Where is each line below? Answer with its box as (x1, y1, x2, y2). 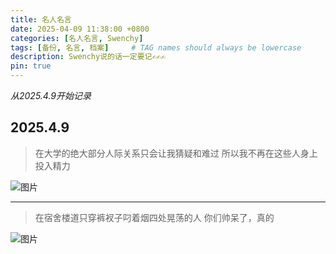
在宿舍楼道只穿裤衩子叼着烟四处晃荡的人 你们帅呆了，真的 (34, 211, 275, 223)
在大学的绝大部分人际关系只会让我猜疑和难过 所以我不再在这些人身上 (34, 147, 318, 159)
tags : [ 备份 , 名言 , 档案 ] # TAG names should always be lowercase (10, 42, 302, 53)
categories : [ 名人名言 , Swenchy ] (10, 33, 144, 43)
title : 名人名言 (10, 14, 72, 25)
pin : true (10, 61, 52, 71)
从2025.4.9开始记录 (10, 90, 92, 101)
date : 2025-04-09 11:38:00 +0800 (10, 24, 150, 34)
